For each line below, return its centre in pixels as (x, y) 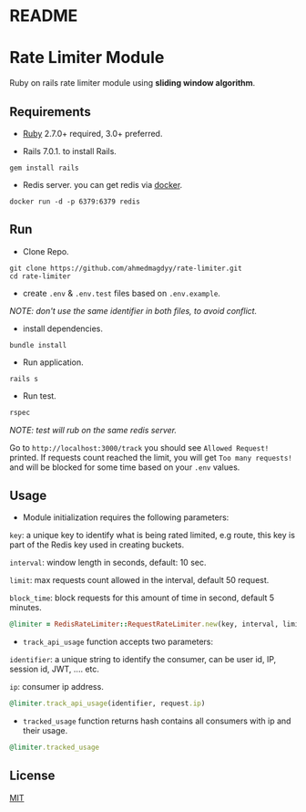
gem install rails (44, 168)
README (44, 16)
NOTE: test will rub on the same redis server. (93, 430)
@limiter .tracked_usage (55, 748)
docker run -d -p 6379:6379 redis (75, 202)
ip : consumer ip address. (57, 687)
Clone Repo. (46, 251)
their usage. (45, 731)
